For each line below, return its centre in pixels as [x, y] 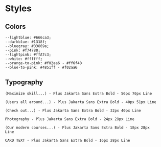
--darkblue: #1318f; [26, 42]
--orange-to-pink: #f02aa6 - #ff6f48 [44, 63]
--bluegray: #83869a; [27, 46]
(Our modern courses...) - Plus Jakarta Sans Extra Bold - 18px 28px [78, 128]
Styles [18, 9]
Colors [15, 27]
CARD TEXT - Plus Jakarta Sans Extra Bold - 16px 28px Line [68, 140]
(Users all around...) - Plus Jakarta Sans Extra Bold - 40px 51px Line [81, 102]
